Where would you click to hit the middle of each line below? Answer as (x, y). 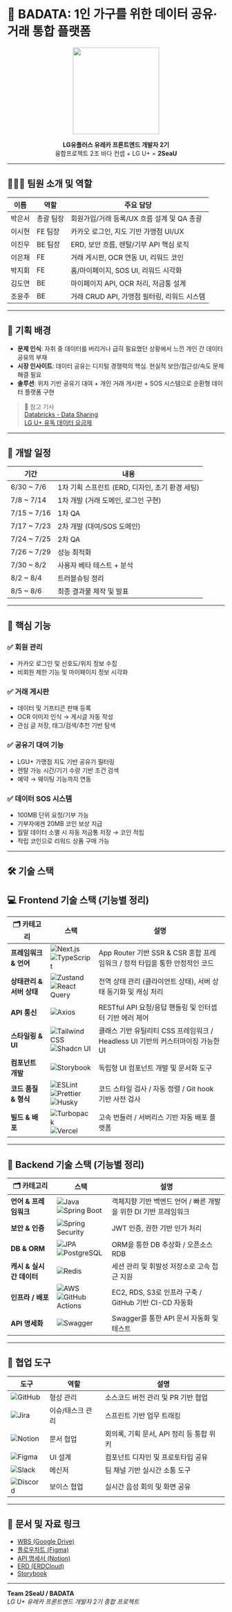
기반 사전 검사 (119, 1099)
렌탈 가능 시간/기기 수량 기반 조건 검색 (68, 770)
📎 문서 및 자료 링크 (44, 1524)
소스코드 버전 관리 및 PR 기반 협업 (156, 1397)
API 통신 (24, 1013)
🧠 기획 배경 (29, 331)
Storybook (32, 1573)
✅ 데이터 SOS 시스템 (40, 799)
